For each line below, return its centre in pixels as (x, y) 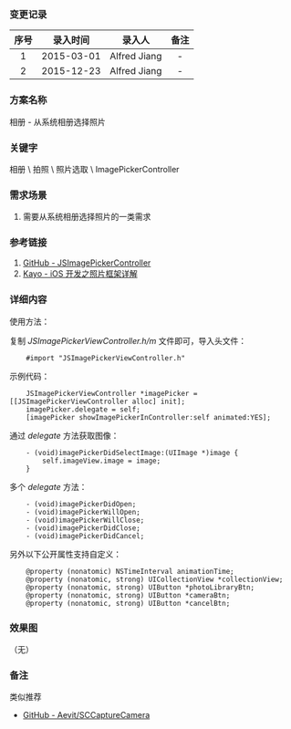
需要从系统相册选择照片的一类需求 (87, 217)
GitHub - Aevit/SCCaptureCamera (86, 715)
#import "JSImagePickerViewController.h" (105, 358)
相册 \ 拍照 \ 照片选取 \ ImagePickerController (94, 169)
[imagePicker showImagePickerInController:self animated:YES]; (149, 417)
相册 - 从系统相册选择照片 (58, 121)
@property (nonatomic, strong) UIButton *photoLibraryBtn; (140, 587)
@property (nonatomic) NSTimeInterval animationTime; (130, 571)
